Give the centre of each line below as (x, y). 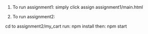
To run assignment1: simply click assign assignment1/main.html (78, 7)
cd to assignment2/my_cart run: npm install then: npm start (66, 26)
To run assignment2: (34, 17)
